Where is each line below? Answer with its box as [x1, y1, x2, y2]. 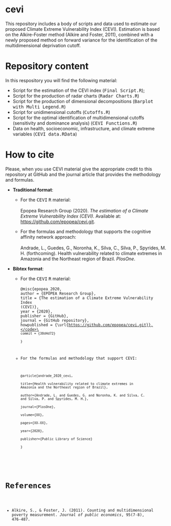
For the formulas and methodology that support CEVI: [20, 356, 137, 361]
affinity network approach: [20, 233, 77, 240]
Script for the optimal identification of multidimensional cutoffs [12, 114, 144, 121]
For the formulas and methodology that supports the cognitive [20, 228, 152, 235]
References [5, 481, 52, 491]
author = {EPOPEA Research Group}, [20, 291, 96, 296]
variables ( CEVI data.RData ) [12, 131, 78, 137]
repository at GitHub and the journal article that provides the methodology [5, 171, 161, 178]
